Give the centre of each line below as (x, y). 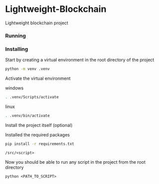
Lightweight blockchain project (37, 23)
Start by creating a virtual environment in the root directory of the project (80, 60)
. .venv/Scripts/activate (32, 97)
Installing (17, 49)
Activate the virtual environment (38, 78)
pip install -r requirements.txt (40, 144)
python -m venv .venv (28, 69)
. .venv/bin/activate (28, 116)
